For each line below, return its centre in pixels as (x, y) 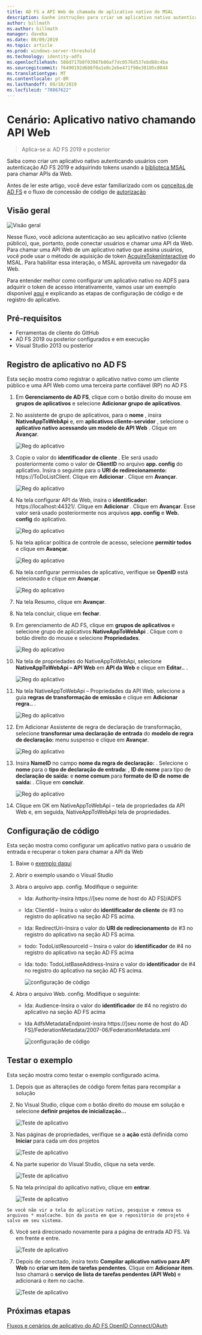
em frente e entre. (38, 1238)
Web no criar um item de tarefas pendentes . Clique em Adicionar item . (105, 1268)
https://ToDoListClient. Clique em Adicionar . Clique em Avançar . (96, 477)
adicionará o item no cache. (50, 1280)
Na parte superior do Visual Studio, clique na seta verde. (85, 1164)
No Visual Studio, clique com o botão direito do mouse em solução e (100, 1105)
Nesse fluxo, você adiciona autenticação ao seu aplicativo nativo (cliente (97, 237)
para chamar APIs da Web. (40, 173)
